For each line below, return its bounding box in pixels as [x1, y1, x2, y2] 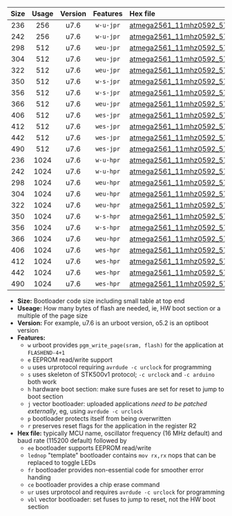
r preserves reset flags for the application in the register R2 [27, 422, 197, 430]
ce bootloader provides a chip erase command [27, 481, 160, 488]
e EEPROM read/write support [27, 356, 113, 364]
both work [27, 378, 57, 386]
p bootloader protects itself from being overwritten [27, 414, 171, 423]
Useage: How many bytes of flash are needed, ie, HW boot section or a [17, 304, 221, 312]
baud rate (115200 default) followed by [17, 436, 127, 445]
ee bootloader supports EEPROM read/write [27, 444, 152, 452]
